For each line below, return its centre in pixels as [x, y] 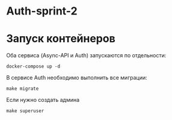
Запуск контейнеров [61, 39]
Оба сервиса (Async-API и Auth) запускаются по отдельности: [86, 55]
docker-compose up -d [33, 67]
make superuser [25, 111]
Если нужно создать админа [43, 100]
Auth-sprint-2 [42, 11]
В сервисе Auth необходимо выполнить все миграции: [77, 78]
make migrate [23, 89]
